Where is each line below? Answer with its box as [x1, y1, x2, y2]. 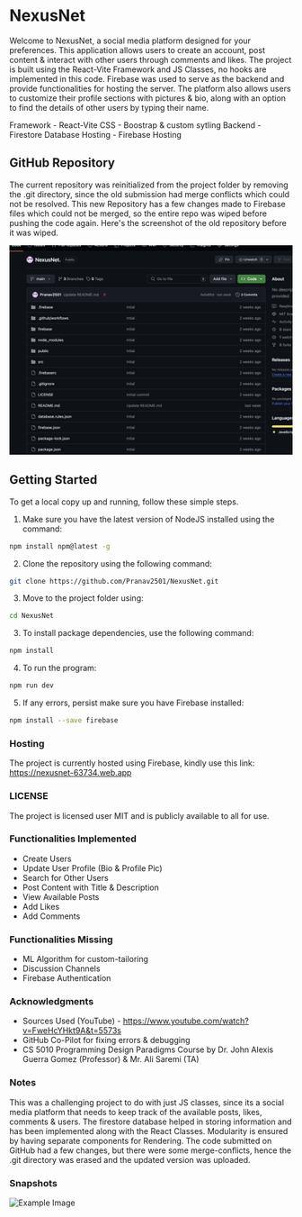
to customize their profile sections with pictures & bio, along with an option [9, 92, 286, 104]
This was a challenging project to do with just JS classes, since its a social [9, 1096, 285, 1108]
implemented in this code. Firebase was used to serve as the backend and [9, 73, 285, 84]
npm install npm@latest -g [9, 541, 111, 550]
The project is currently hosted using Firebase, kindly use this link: [9, 758, 255, 768]
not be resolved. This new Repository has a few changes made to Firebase [9, 198, 286, 209]
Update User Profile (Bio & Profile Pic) [22, 862, 164, 874]
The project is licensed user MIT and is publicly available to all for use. [9, 810, 270, 821]
